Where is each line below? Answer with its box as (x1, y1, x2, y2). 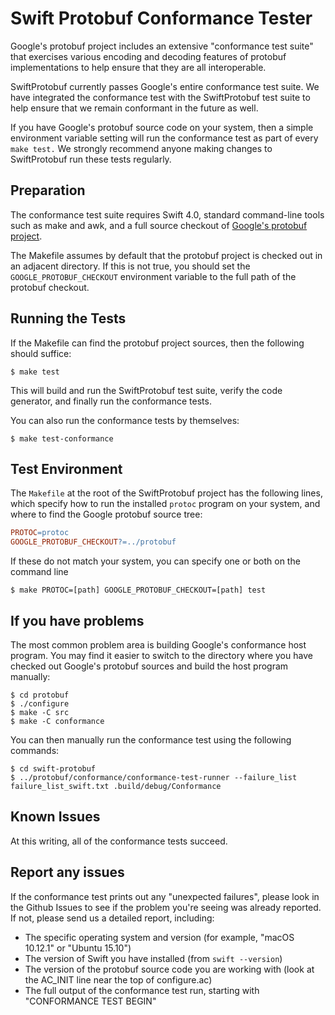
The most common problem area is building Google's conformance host (10, 638, 307, 651)
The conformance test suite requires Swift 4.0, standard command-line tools (10, 208, 325, 221)
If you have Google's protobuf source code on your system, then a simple (10, 121, 314, 133)
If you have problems (10, 612, 145, 629)
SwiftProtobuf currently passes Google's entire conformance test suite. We (10, 80, 320, 92)
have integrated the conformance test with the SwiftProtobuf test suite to (10, 91, 311, 103)
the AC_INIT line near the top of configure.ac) (24, 973, 213, 986)
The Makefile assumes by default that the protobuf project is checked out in (10, 249, 323, 261)
